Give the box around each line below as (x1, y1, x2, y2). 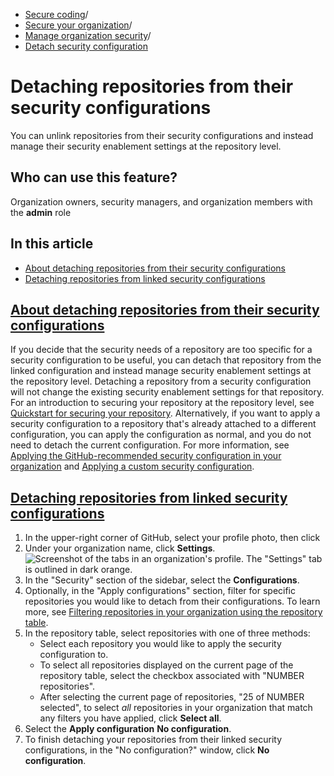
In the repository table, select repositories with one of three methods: (24, 627, 311, 639)
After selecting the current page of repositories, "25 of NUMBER (39, 691, 305, 703)
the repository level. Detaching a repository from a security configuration (10, 375, 312, 388)
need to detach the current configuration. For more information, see (10, 439, 290, 451)
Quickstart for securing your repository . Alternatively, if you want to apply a (10, 407, 321, 419)
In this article (10, 235, 94, 253)
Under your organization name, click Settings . (24, 542, 216, 554)
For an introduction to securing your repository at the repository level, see (10, 397, 315, 409)
